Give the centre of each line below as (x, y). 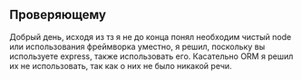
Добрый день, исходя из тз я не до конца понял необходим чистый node (151, 36)
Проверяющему (58, 15)
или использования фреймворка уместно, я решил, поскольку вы (137, 46)
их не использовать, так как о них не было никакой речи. (121, 65)
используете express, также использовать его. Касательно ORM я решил (151, 56)
